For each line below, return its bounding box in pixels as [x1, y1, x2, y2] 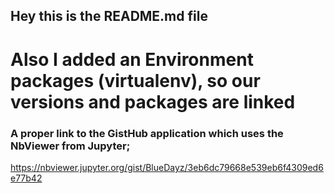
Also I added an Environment [10, 48, 254, 71]
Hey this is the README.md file [10, 8, 208, 25]
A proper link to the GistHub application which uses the [10, 126, 284, 140]
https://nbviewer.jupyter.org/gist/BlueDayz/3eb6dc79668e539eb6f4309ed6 [10, 161, 324, 173]
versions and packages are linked [10, 90, 296, 113]
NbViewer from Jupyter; [10, 139, 131, 153]
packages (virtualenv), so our [10, 69, 261, 92]
